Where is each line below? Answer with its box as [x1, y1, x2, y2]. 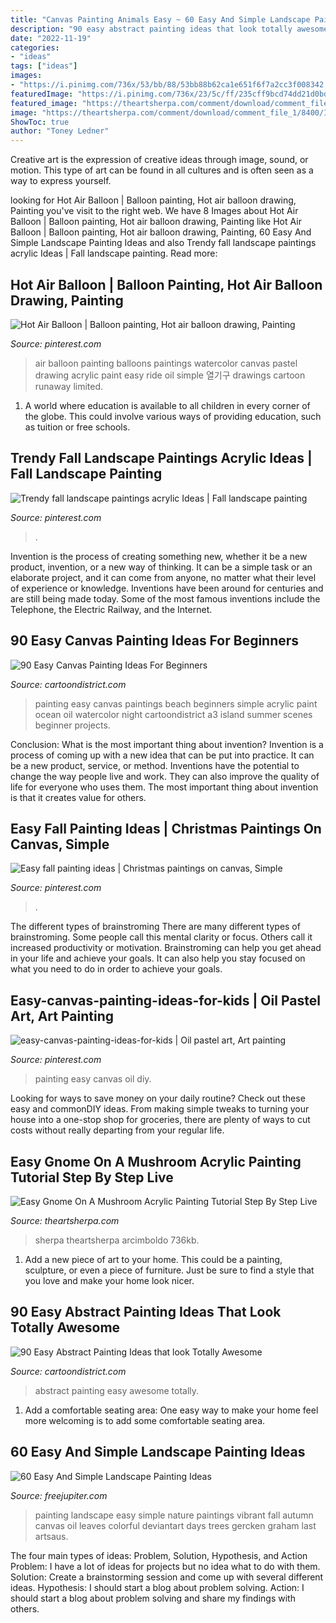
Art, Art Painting [10, 1007, 114, 1025]
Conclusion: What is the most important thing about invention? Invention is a [10, 738, 324, 750]
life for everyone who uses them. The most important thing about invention [10, 781, 319, 793]
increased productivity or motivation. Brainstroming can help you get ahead [10, 942, 322, 954]
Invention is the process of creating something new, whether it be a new [10, 550, 308, 562]
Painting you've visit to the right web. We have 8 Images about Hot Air [10, 205, 299, 217]
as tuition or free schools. [24, 421, 131, 433]
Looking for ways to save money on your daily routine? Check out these [10, 1092, 306, 1105]
